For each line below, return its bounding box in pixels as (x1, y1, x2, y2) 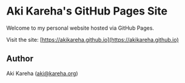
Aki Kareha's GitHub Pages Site (6, 4, 168, 18)
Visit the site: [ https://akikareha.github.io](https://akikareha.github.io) (6, 36, 179, 43)
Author (6, 53, 33, 64)
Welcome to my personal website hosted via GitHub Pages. (6, 24, 155, 32)
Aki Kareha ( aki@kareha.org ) (6, 70, 78, 77)
